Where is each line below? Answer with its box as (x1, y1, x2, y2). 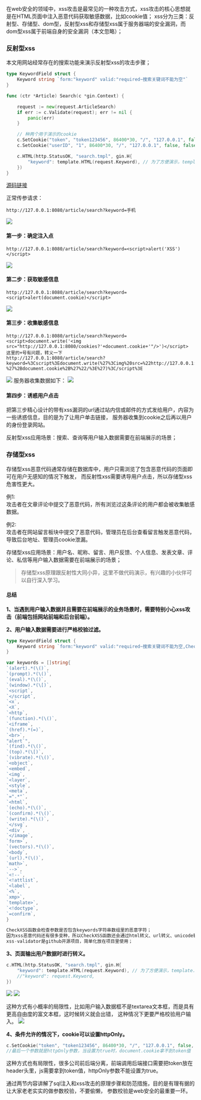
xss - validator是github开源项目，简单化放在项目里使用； (6, 939, 133, 945)
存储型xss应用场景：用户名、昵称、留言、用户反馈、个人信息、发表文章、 (6, 548, 188, 556)
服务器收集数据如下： (13, 377, 66, 384)
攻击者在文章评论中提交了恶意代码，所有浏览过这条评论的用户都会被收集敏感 (6, 500, 195, 508)
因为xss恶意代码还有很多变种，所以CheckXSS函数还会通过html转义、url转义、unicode (6, 933, 194, 939)
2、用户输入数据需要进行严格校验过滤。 (6, 626, 104, 633)
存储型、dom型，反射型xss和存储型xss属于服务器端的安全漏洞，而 (22, 20, 187, 27)
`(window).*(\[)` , (6, 682, 52, 688)
